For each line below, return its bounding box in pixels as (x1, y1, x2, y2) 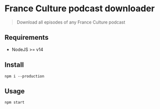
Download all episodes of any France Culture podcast (16, 19, 126, 25)
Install (4, 61, 24, 69)
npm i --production (4, 74, 45, 79)
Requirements (4, 33, 49, 42)
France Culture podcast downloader (4, 3, 155, 14)
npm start (4, 100, 25, 105)
